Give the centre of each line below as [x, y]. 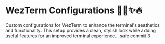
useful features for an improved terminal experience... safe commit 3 [78, 36]
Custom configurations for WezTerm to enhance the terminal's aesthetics [82, 25]
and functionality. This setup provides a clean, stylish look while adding [81, 30]
